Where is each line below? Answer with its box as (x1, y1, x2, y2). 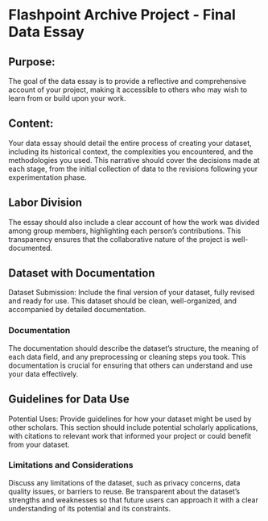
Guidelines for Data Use (8, 393, 130, 406)
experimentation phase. (8, 172, 87, 182)
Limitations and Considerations (8, 460, 134, 471)
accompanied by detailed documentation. (8, 305, 146, 315)
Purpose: (8, 55, 56, 69)
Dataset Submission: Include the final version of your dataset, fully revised (8, 288, 255, 298)
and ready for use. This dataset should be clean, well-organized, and (8, 296, 237, 306)
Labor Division (8, 196, 83, 210)
